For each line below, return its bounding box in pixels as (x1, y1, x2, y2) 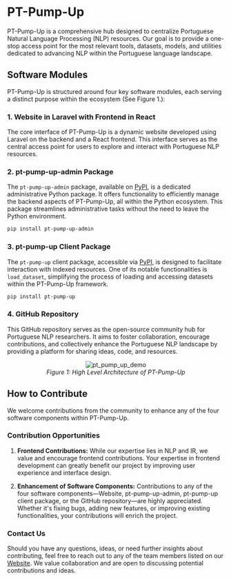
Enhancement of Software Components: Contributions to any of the (17, 482, 213, 490)
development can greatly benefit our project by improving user (17, 461, 196, 469)
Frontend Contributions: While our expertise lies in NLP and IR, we (17, 447, 208, 455)
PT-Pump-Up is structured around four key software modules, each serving (7, 87, 222, 95)
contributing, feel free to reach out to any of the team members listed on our (7, 552, 224, 560)
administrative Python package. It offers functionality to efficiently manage (7, 190, 219, 198)
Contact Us (7, 528, 46, 538)
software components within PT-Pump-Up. (7, 413, 130, 422)
